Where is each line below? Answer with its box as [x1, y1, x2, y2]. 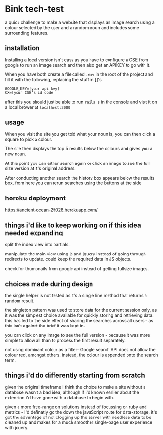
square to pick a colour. [5, 136, 53, 142]
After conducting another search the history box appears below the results [5, 175, 155, 181]
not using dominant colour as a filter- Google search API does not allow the [5, 347, 156, 352]
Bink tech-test [5, 3, 64, 15]
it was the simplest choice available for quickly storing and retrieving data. [5, 312, 154, 318]
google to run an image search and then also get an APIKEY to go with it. [5, 62, 151, 68]
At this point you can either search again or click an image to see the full [5, 160, 150, 166]
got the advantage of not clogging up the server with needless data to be [5, 414, 152, 420]
